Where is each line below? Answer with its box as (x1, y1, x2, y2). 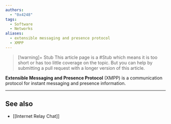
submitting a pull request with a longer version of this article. (17, 65, 145, 71)
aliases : (5, 31, 24, 36)
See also (5, 100, 33, 108)
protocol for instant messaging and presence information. (5, 80, 126, 86)
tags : (5, 17, 17, 22)
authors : (5, 7, 24, 13)
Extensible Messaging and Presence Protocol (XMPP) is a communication (5, 74, 163, 81)
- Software (10, 21, 33, 27)
